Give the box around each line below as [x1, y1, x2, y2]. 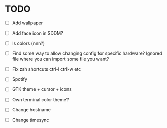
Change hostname [12, 107, 51, 113]
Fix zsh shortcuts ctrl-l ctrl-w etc [12, 66, 81, 72]
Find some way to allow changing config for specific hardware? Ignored [12, 50, 162, 56]
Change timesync [12, 117, 49, 123]
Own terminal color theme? [12, 97, 69, 103]
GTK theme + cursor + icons [12, 86, 72, 92]
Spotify [12, 76, 27, 82]
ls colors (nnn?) [12, 40, 45, 46]
